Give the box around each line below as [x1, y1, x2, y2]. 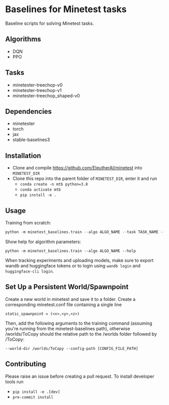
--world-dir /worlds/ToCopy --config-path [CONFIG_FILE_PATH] [5, 346, 138, 351]
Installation [5, 151, 41, 160]
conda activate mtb [20, 187, 61, 193]
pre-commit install [12, 394, 54, 400]
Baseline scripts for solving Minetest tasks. [5, 20, 94, 26]
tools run [5, 378, 24, 385]
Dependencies [5, 107, 52, 116]
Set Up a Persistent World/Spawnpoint [5, 283, 129, 291]
